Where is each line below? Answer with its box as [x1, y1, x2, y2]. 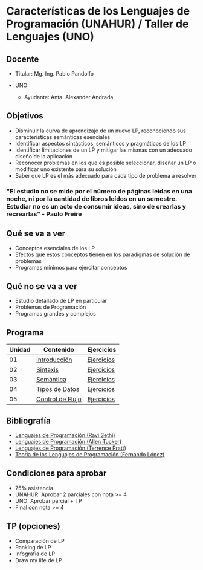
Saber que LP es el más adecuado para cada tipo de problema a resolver [14, 172, 197, 179]
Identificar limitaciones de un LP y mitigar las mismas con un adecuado [14, 146, 192, 154]
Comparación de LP [14, 537, 65, 545]
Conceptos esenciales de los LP [14, 244, 95, 251]
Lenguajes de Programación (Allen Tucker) [14, 438, 122, 445]
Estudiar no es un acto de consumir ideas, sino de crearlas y [6, 202, 186, 210]
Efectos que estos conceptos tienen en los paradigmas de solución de [14, 251, 190, 258]
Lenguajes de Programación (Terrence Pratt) [14, 444, 127, 452]
